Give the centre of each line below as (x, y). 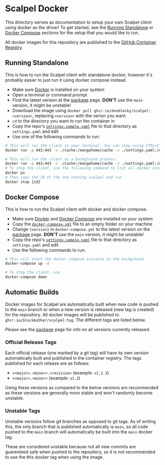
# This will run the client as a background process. (61, 159)
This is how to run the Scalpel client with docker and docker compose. (76, 209)
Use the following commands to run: (49, 250)
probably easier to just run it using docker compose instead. (66, 80)
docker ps (15, 173)
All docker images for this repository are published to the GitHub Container (81, 42)
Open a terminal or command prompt (50, 94)
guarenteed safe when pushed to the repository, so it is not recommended (80, 452)
